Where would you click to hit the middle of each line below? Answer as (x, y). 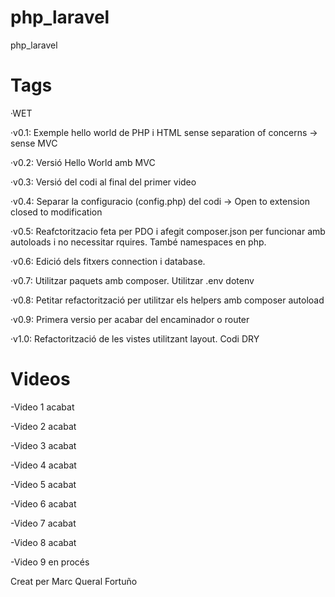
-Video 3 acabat (43, 445)
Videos (40, 379)
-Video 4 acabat (43, 465)
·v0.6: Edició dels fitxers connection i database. (108, 261)
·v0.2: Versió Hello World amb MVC (83, 162)
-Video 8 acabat (43, 542)
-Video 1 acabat (42, 407)
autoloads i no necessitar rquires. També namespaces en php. (138, 242)
